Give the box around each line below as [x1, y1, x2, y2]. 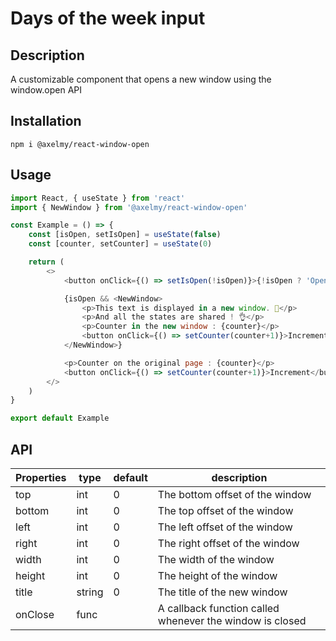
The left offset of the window [157, 520, 293, 534]
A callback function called [157, 601, 280, 615]
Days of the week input [10, 7, 206, 30]
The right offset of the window [157, 536, 300, 550]
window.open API [10, 84, 82, 96]
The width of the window [157, 552, 275, 566]
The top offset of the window [157, 503, 294, 517]
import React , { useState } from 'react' [10, 193, 186, 203]
